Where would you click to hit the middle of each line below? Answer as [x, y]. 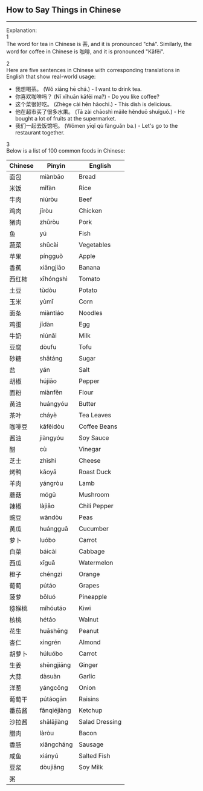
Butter [87, 403]
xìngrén [50, 642]
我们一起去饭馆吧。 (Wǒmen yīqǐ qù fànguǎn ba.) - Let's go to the [96, 125]
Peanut [89, 630]
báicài [48, 551]
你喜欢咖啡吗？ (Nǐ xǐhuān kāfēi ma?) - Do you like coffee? [87, 96]
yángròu [51, 483]
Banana [89, 267]
